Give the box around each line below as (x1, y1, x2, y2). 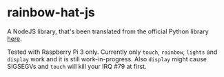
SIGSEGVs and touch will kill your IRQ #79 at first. (7, 62, 147, 70)
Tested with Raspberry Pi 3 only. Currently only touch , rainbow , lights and (7, 48, 218, 56)
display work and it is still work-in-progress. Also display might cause (7, 55, 207, 63)
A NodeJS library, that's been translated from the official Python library (7, 27, 209, 35)
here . (7, 34, 22, 42)
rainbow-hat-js (7, 5, 95, 20)
